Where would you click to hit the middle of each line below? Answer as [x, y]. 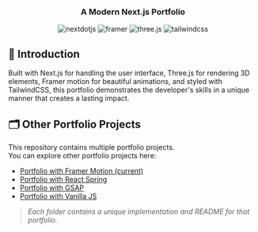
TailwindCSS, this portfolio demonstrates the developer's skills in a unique [129, 90]
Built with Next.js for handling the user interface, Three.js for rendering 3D [129, 73]
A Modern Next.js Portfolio [133, 12]
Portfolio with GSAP [52, 188]
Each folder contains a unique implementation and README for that [138, 211]
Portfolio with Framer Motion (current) [82, 171]
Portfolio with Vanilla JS [58, 196]
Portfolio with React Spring [63, 179]
